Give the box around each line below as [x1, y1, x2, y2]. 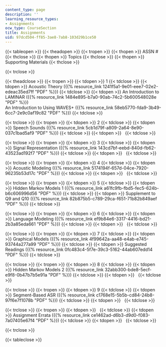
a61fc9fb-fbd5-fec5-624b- [104, 185, 160, 191]
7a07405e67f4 [5, 317, 35, 323]
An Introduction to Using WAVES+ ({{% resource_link [5, 105, 113, 111]
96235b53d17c [5, 170, 36, 176]
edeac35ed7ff [5, 89, 34, 95]
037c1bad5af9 [5, 130, 35, 136]
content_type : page [5, 7, 46, 12]
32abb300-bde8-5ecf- [105, 266, 152, 273]
